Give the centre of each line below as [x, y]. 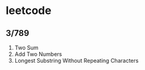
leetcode [28, 11]
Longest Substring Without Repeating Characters [76, 61]
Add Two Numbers [38, 54]
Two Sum [27, 47]
